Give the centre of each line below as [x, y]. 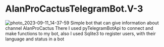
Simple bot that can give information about [115, 23]
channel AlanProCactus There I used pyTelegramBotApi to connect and [79, 28]
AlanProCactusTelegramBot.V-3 [74, 9]
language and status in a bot [35, 39]
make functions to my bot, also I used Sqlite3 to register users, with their [80, 33]
